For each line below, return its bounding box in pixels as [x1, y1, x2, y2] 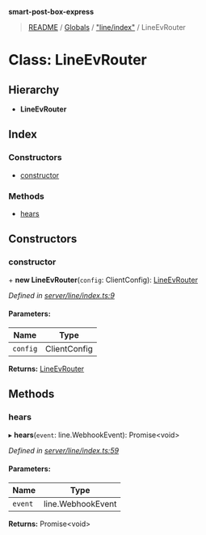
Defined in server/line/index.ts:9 [8, 290, 116, 300]
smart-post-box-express [8, 7, 95, 16]
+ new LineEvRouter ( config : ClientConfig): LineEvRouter [8, 275, 198, 284]
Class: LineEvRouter [8, 51, 148, 70]
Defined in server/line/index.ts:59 [8, 445, 120, 455]
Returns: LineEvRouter [8, 364, 85, 373]
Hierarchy [8, 82, 60, 96]
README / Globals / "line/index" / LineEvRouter [27, 23, 186, 32]
